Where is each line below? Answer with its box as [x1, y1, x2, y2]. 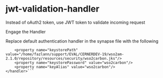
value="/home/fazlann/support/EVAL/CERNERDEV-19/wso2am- [5, 52, 124, 57]
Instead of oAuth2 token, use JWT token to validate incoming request [5, 19, 145, 25]
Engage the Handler [5, 29, 46, 34]
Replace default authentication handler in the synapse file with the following [5, 38, 159, 44]
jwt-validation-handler [5, 3, 100, 15]
